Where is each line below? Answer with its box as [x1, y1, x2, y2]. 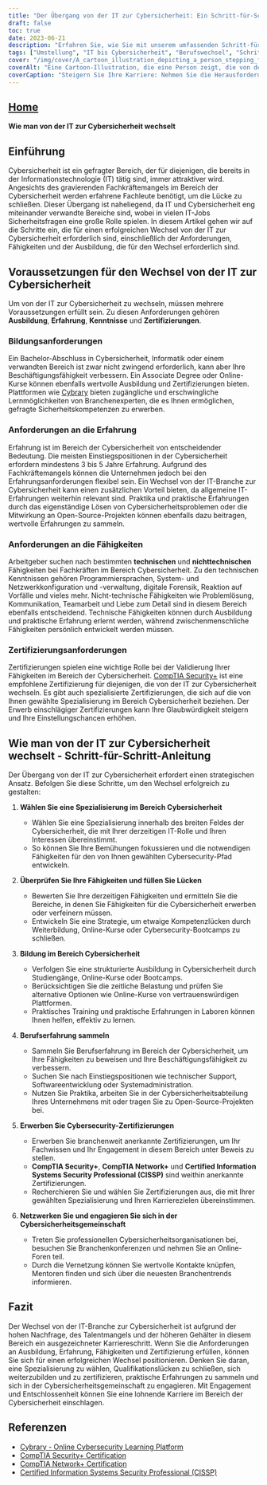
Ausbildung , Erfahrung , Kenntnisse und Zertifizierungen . [8, 316, 202, 325]
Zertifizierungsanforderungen [8, 644, 127, 655]
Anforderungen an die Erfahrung [8, 424, 137, 435]
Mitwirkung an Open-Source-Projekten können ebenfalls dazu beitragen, [8, 510, 247, 520]
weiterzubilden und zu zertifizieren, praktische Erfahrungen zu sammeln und [8, 1372, 259, 1381]
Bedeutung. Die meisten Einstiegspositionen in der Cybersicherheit [8, 451, 228, 461]
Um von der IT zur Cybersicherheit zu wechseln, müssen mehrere [8, 299, 224, 308]
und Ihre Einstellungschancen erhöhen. [8, 713, 137, 723]
